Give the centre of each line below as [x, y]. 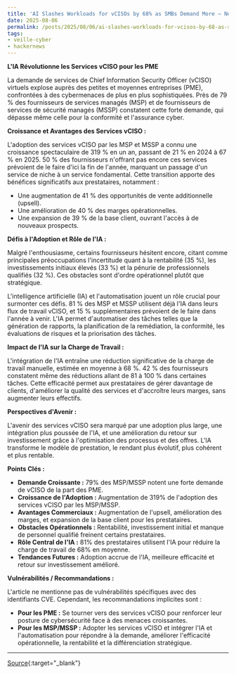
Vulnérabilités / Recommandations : [61, 578]
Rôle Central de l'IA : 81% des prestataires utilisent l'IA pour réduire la [119, 542]
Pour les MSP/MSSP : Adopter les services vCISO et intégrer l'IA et [115, 628]
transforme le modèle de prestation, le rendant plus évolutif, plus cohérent [114, 448]
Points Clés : [26, 469]
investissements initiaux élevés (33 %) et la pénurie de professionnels [109, 267]
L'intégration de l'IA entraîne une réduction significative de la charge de [111, 361]
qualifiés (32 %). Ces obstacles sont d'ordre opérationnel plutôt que [106, 275]
